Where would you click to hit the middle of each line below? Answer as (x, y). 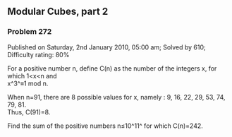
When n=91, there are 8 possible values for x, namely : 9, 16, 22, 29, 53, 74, (116, 97)
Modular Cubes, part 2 (58, 12)
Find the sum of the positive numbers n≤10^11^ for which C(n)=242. (105, 126)
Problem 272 (30, 32)
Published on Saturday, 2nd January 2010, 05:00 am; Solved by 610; (106, 47)
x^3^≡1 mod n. (28, 83)
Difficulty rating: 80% (38, 54)
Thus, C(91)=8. (29, 112)
